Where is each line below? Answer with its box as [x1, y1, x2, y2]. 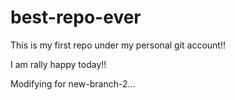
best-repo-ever [10, 6, 142, 29]
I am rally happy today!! [10, 58, 107, 70]
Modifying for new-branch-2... [10, 77, 136, 90]
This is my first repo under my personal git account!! [10, 39, 227, 51]
